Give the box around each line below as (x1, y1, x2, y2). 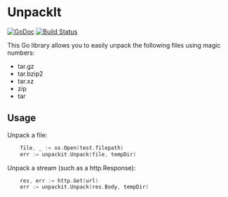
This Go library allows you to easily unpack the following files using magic (7, 41, 221, 49)
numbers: (7, 48, 35, 57)
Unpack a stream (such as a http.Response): (7, 163, 136, 172)
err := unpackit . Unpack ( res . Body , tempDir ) (20, 184, 149, 191)
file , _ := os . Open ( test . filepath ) (20, 144, 124, 151)
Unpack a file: (7, 130, 48, 139)
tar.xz (17, 76, 34, 85)
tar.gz (17, 62, 35, 70)
